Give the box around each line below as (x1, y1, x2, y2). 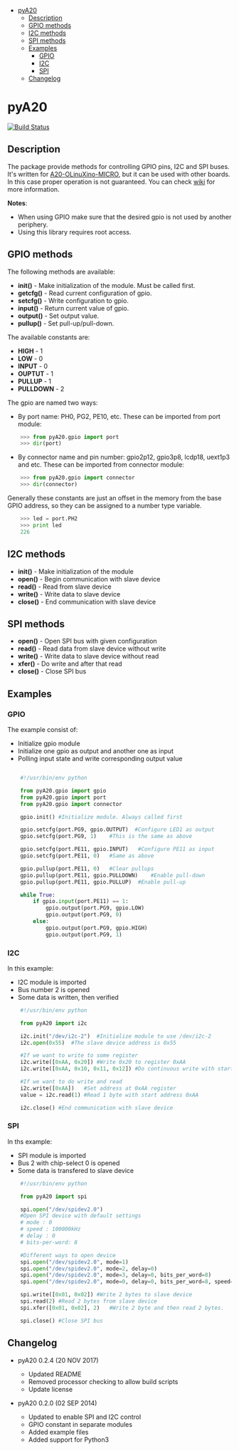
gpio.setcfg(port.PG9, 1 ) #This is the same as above (20, 833, 193, 840)
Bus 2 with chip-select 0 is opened (17, 1158, 120, 1167)
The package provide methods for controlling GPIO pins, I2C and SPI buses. (7, 162, 230, 170)
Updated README (28, 1370, 82, 1378)
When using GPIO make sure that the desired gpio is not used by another (17, 212, 232, 221)
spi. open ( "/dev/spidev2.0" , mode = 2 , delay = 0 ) (20, 1265, 158, 1272)
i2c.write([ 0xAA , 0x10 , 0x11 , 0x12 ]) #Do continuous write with (20, 1065, 215, 1073)
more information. (7, 185, 60, 193)
